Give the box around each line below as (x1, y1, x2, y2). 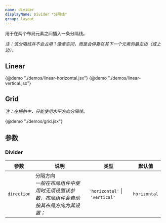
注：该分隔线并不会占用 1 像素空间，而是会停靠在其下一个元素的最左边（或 (5, 41, 157, 47)
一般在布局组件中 (35, 179, 75, 186)
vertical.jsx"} (5, 80, 31, 87)
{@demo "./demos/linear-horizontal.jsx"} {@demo (5, 75, 107, 81)
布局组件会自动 (45, 194, 80, 201)
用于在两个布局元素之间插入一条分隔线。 (5, 31, 87, 37)
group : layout (5, 16, 35, 21)
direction (7, 191, 31, 197)
